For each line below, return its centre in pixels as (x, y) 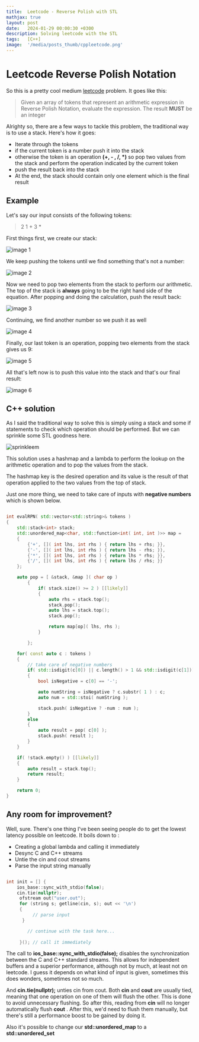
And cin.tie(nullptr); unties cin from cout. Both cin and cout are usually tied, (99, 990)
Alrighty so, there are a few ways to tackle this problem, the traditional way (97, 126)
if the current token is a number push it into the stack (79, 150)
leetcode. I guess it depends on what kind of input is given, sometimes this (97, 972)
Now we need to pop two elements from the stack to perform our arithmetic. (99, 284)
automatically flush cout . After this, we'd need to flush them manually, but (97, 1009)
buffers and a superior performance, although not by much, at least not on (97, 966)
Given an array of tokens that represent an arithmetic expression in (102, 102)
